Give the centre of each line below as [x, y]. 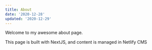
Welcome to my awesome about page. [44, 33]
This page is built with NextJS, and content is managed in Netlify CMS [76, 42]
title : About [18, 10]
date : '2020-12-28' [25, 14]
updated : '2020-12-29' [28, 19]
